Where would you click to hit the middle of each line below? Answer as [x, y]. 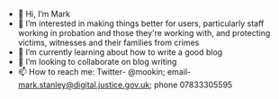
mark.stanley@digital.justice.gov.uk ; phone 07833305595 [125, 85]
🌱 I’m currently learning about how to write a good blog [120, 52]
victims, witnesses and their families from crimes [108, 42]
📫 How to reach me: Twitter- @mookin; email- [104, 72]
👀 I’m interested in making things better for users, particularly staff [141, 23]
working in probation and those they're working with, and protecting [144, 33]
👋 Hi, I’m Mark [44, 14]
